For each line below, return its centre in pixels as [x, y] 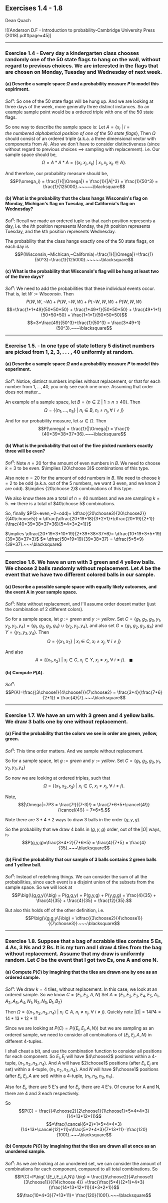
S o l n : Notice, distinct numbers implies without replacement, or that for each [83, 381]
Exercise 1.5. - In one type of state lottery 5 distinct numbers [80, 346]
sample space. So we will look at [39, 887]
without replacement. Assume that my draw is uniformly [75, 954]
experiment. [18, 369]
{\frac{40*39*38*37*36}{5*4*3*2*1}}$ [48, 524]
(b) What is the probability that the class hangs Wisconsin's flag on [76, 198]
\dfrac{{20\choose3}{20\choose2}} [109, 513]
